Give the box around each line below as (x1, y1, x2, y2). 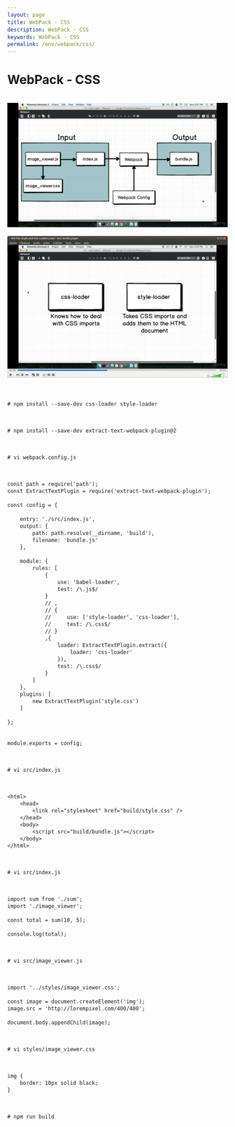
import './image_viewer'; (7, 902, 83, 910)
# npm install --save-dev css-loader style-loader (7, 400, 158, 408)
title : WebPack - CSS (7, 18, 71, 26)
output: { (20, 523, 49, 530)
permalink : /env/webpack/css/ (7, 41, 96, 48)
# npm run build (7, 1113, 55, 1120)
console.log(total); (7, 930, 68, 938)
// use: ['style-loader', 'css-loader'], (44, 614, 180, 621)
